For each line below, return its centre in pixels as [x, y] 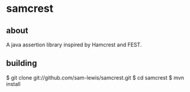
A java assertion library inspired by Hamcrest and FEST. [74, 45]
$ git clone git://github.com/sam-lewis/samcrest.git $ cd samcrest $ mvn [95, 77]
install [13, 84]
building [22, 63]
